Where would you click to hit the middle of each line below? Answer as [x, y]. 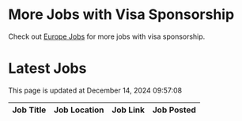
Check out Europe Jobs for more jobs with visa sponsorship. [107, 36]
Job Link [128, 110]
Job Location [79, 110]
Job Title [29, 110]
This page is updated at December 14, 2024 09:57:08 [95, 90]
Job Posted [174, 110]
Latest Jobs [47, 68]
